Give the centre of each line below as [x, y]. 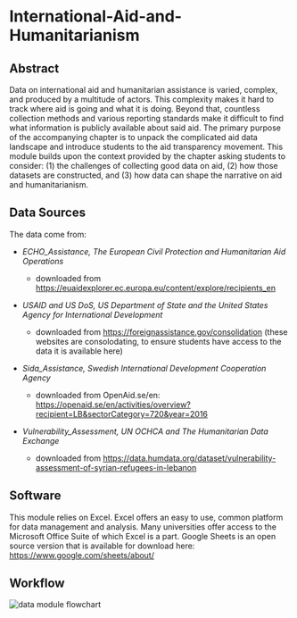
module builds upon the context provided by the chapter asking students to [148, 156]
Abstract [34, 68]
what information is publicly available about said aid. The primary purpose [145, 128]
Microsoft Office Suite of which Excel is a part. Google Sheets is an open [143, 536]
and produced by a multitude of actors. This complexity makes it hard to [142, 99]
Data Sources [48, 213]
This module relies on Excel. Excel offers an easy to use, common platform [146, 517]
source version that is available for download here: [102, 546]
